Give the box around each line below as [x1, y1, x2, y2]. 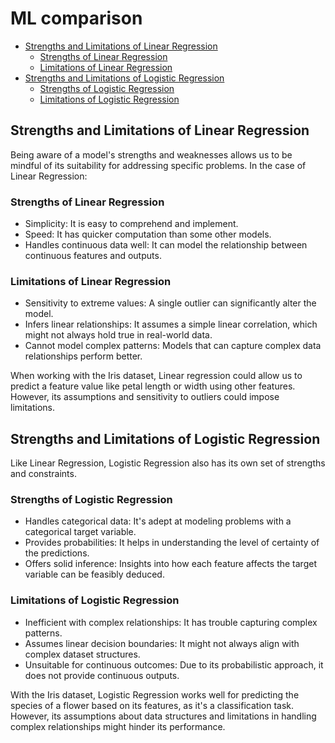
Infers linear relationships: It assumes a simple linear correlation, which [24, 318, 318, 331]
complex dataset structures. [24, 648, 141, 660]
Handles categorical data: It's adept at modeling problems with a [24, 515, 292, 527]
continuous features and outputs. [24, 250, 162, 262]
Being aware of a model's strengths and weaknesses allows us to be [10, 148, 293, 161]
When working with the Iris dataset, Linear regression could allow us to [10, 370, 303, 382]
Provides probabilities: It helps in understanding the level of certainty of [24, 537, 320, 549]
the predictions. [24, 547, 90, 559]
